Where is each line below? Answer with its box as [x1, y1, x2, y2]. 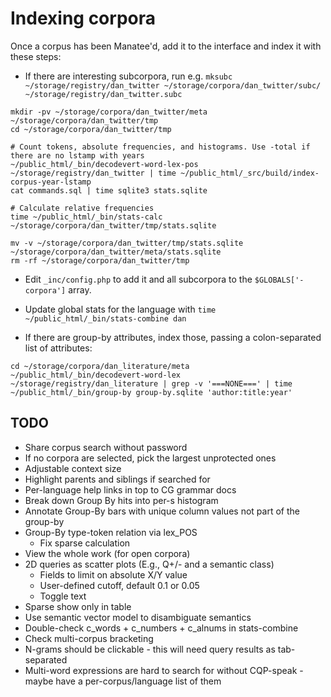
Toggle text [39, 590, 87, 602]
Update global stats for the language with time [24, 303, 217, 315]
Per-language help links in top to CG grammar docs [24, 483, 237, 496]
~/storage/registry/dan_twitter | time [10, 168, 177, 178]
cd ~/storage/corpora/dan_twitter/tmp [10, 124, 172, 134]
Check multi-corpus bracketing [24, 632, 154, 644]
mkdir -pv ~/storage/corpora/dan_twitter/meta [10, 107, 208, 117]
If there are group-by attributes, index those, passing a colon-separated [24, 331, 322, 343]
